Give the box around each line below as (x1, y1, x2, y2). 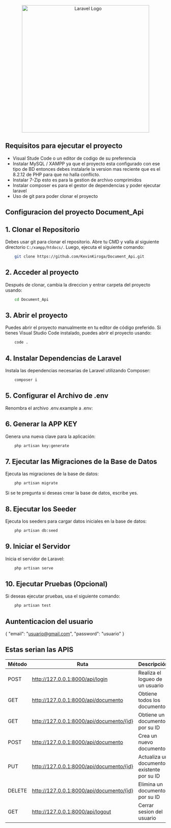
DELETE (8, 787, 27, 794)
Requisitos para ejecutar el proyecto (5, 142, 123, 150)
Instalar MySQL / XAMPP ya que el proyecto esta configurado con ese (12, 161, 160, 167)
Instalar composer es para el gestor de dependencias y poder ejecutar (12, 182, 161, 188)
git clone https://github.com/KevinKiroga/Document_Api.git (14, 254, 145, 260)
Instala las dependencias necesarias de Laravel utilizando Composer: (5, 368, 151, 374)
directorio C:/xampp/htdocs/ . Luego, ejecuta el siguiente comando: (5, 244, 145, 250)
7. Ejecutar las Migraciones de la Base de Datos (5, 457, 157, 466)
